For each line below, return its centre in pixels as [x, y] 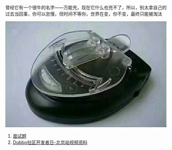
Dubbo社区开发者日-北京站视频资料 [50, 142]
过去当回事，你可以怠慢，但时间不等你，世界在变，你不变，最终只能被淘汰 [84, 14]
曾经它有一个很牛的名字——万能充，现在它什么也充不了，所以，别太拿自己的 [86, 7]
